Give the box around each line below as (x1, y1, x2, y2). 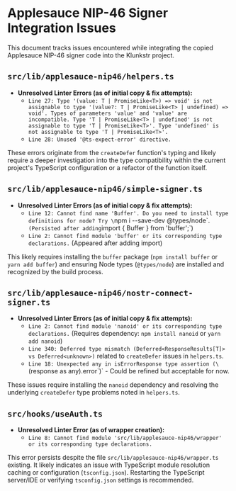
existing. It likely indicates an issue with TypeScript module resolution (7, 461, 210, 469)
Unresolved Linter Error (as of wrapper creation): (17, 426, 165, 434)
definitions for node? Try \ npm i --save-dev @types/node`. (28, 216, 210, 225)
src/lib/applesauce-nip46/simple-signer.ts (7, 184, 203, 194)
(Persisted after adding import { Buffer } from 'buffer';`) (28, 223, 193, 232)
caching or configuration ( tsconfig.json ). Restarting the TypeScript (7, 468, 205, 477)
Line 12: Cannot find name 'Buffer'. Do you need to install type (28, 210, 229, 217)
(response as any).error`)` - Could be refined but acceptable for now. (28, 367, 230, 376)
